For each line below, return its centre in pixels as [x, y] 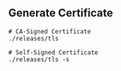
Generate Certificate [61, 13]
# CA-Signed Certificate [50, 31]
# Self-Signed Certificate [53, 52]
